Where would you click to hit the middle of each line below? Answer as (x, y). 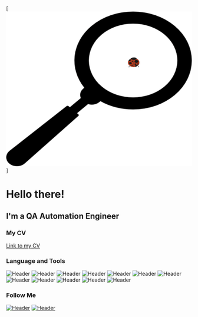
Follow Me (21, 295)
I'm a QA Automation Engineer (63, 216)
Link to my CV (23, 245)
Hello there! (35, 194)
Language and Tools (36, 260)
